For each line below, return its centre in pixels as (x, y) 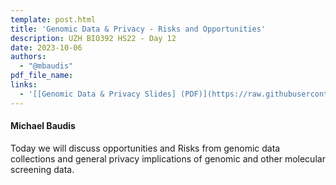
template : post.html (53, 19)
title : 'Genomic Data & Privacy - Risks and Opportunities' (138, 29)
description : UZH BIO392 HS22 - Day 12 (93, 38)
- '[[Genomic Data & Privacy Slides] (98, 94)
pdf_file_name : (42, 76)
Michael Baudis (43, 126)
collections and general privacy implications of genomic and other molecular (168, 158)
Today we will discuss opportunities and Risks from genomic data (145, 148)
